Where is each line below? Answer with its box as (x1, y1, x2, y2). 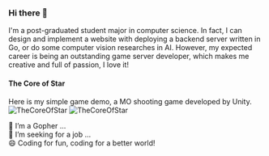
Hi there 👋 (8, 7, 49, 19)
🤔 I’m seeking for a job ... (8, 129, 92, 139)
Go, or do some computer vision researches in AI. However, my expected (8, 43, 253, 53)
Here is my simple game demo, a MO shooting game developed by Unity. (8, 96, 253, 106)
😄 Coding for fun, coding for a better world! (8, 137, 156, 148)
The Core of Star (8, 78, 66, 88)
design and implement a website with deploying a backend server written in (8, 34, 261, 44)
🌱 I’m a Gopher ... (8, 120, 66, 130)
